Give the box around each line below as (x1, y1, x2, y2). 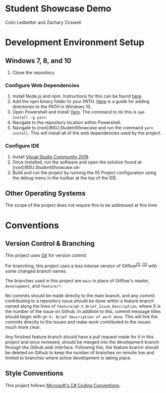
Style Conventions (5, 369, 63, 378)
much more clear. (5, 324, 41, 330)
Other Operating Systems (5, 189, 86, 197)
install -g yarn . (12, 114, 48, 120)
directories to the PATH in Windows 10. (12, 104, 92, 110)
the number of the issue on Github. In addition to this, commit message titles (5, 308, 161, 314)
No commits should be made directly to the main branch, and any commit (5, 293, 155, 298)
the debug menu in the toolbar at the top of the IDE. (12, 174, 118, 181)
